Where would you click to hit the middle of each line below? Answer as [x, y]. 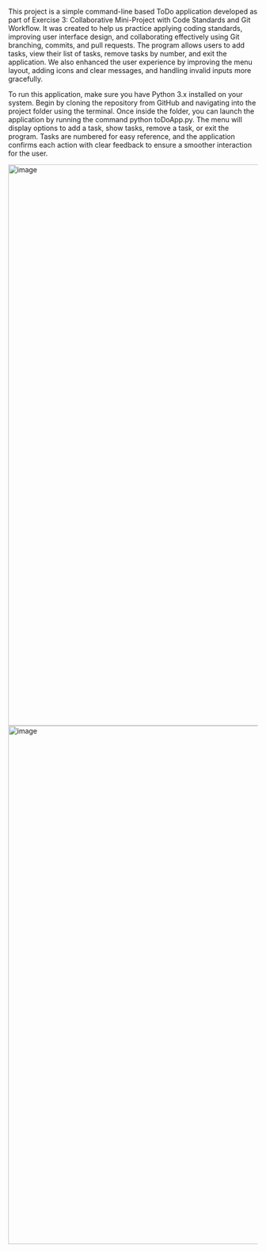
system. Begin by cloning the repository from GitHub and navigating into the [132, 103]
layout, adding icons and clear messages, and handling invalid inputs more [130, 70]
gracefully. [26, 79]
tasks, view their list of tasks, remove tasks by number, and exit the [118, 54]
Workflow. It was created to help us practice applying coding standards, [125, 28]
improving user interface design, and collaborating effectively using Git [124, 37]
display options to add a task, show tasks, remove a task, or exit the [119, 128]
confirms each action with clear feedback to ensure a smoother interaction [130, 145]
